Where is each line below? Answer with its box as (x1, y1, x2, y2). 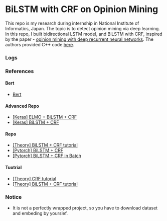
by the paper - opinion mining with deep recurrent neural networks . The (5, 36, 154, 42)
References (5, 67, 34, 75)
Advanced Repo (5, 103, 39, 109)
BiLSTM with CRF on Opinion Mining (5, 4, 158, 15)
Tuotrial (5, 164, 22, 170)
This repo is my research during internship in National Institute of (5, 20, 139, 26)
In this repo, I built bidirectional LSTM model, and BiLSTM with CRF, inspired (5, 31, 162, 37)
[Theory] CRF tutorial (12, 175, 57, 182)
